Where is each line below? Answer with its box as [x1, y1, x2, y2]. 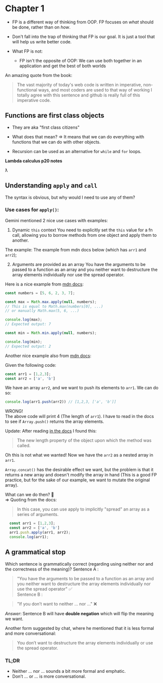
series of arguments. [17, 512, 59, 517]
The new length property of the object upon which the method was [17, 437, 152, 443]
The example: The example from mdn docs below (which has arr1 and [5, 247, 146, 252]
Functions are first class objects [5, 112, 105, 120]
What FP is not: [12, 48, 43, 54]
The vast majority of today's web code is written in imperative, [17, 81, 143, 88]
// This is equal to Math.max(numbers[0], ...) [5, 304, 104, 309]
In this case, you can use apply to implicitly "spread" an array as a [17, 506, 150, 512]
